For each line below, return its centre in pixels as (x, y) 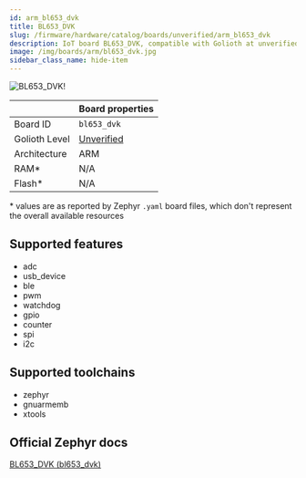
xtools (34, 414)
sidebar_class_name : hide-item (69, 60)
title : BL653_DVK (42, 26)
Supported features (66, 244)
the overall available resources (67, 216)
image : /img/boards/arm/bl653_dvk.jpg (83, 52)
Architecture (41, 154)
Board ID (33, 124)
